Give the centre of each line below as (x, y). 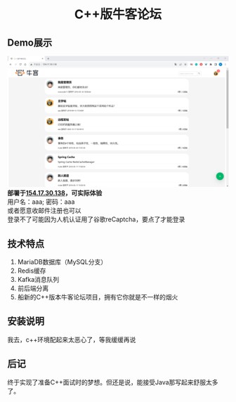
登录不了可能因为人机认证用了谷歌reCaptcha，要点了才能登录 (96, 219)
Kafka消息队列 (38, 280)
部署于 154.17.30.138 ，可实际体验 (55, 193)
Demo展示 (30, 43)
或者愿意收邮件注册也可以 (44, 211)
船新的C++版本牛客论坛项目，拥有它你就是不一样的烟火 (98, 297)
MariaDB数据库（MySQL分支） (62, 262)
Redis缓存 (32, 271)
